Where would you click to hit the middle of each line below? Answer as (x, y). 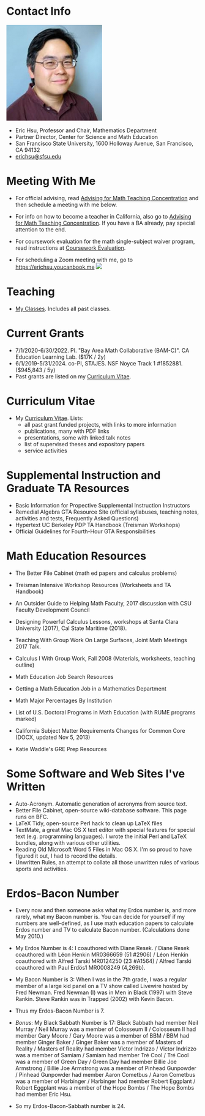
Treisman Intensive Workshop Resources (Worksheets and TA (93, 585)
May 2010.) (29, 936)
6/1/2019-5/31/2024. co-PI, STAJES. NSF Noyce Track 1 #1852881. (99, 363)
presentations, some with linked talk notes (77, 437)
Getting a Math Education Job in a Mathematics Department (91, 688)
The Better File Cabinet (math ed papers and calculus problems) (96, 573)
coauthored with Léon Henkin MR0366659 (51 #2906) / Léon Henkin (102, 955)
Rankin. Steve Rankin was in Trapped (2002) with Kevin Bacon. (95, 999)
